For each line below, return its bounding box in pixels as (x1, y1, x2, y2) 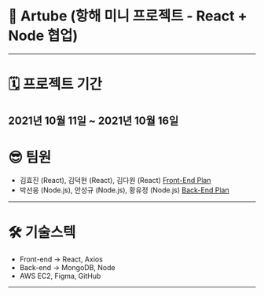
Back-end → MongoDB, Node (19, 263, 115, 272)
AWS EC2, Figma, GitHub (19, 272, 101, 281)
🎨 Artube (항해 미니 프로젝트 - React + (8, 7, 247, 25)
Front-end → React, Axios (19, 254, 104, 264)
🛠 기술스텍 (8, 223, 76, 241)
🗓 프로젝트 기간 (8, 75, 102, 93)
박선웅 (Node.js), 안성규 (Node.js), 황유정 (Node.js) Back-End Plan (19, 185, 229, 195)
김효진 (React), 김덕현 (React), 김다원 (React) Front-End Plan (19, 176, 211, 185)
